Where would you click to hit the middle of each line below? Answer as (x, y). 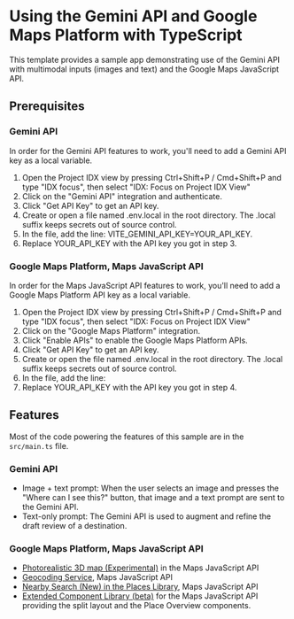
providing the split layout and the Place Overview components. (136, 606)
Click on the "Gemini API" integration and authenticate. (122, 196)
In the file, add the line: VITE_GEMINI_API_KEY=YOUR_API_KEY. (137, 234)
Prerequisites (47, 107)
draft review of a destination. (74, 526)
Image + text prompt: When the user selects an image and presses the (150, 488)
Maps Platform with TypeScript (126, 35)
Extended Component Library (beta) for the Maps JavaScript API (140, 596)
